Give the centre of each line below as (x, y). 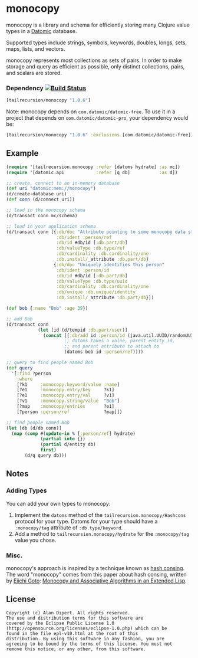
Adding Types (27, 490)
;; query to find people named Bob (50, 363)
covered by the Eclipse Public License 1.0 (60, 623)
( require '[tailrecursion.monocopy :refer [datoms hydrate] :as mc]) (93, 167)
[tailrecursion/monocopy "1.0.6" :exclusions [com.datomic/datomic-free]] (100, 135)
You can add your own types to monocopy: (58, 503)
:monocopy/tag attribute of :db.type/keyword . (69, 528)
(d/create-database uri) (37, 194)
